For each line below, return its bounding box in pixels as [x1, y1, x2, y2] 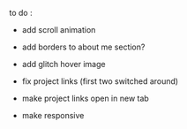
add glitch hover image [21, 59, 106, 69]
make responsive [21, 110, 85, 120]
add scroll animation [21, 25, 96, 34]
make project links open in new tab [21, 93, 150, 103]
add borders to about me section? [21, 42, 146, 52]
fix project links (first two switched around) [21, 76, 179, 87]
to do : [9, 8, 33, 18]
